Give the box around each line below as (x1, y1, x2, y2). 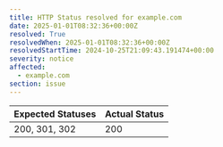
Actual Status (104, 108, 164, 120)
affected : (9, 63, 47, 72)
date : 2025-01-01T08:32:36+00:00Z (9, 21, 139, 30)
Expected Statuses (13, 108, 97, 120)
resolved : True (9, 29, 66, 38)
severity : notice (9, 54, 74, 63)
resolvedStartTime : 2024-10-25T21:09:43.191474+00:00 (9, 46, 215, 55)
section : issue (9, 79, 66, 88)
